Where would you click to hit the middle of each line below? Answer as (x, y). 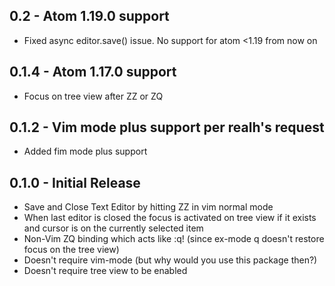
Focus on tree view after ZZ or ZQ (93, 96)
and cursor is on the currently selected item (113, 228)
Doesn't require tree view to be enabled (105, 271)
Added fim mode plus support (85, 151)
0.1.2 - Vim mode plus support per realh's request (167, 127)
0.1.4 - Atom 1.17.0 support (93, 72)
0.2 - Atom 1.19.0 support (89, 16)
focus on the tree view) (71, 250)
